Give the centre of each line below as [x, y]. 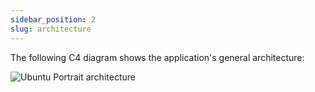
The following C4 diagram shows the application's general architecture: [157, 57]
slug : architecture [51, 29]
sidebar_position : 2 [53, 19]
